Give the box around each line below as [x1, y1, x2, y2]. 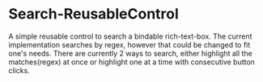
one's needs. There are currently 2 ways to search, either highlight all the [8, 48, 252, 58]
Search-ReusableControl [8, 5, 180, 23]
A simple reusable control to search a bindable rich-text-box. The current [8, 31, 252, 41]
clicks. [8, 65, 30, 75]
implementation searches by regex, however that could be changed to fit [8, 39, 251, 49]
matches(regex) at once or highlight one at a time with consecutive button [8, 57, 255, 67]
